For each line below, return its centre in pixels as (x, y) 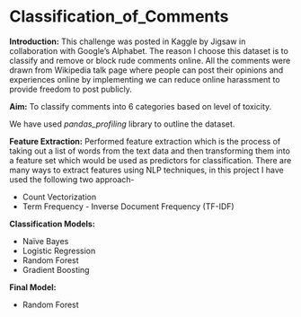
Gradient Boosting (56, 269)
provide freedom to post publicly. (71, 89)
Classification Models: (53, 224)
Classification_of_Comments (119, 17)
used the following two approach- (72, 179)
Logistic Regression (59, 251)
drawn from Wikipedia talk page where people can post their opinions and (146, 70)
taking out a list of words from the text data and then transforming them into (150, 151)
